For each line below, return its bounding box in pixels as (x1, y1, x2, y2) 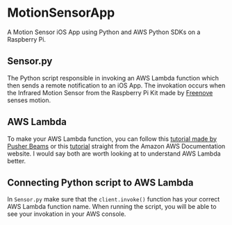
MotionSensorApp (7, 5, 115, 21)
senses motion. (7, 96, 51, 104)
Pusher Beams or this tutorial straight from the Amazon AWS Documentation (7, 142, 226, 150)
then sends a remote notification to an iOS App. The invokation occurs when (7, 81, 226, 90)
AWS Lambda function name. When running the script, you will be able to (7, 203, 217, 211)
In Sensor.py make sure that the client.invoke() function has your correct (7, 195, 220, 203)
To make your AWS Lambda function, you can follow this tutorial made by (7, 134, 217, 143)
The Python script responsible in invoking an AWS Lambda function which (7, 74, 219, 82)
